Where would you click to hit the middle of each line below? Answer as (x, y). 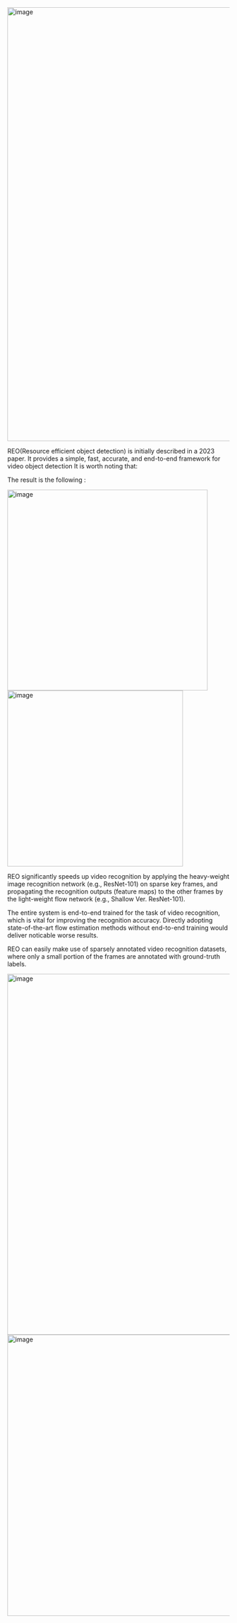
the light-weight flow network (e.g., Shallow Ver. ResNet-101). (96, 899)
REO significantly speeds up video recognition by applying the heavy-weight (119, 876)
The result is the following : (47, 480)
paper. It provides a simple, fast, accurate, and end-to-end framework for (114, 458)
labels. (17, 964)
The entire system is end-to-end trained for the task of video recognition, (114, 913)
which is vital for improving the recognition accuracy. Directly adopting (110, 920)
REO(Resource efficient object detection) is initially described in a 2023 (111, 451)
